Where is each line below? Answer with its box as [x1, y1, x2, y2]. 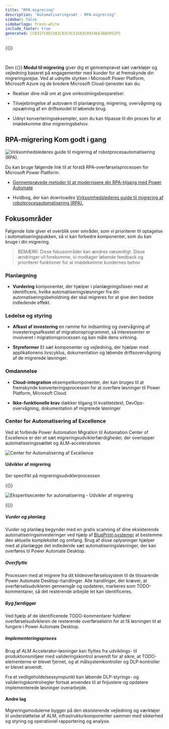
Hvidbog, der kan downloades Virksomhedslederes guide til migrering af [12, 194, 164, 200]
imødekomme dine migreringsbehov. [12, 121, 89, 127]
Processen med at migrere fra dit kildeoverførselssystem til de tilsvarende [5, 572, 159, 578]
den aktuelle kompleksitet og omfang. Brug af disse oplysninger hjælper [5, 537, 155, 543]
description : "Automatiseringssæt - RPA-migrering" [5, 12, 116, 17]
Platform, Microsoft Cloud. [12, 390, 68, 396]
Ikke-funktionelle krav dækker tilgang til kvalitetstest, [12, 399, 125, 406]
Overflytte [5, 559, 28, 565]
